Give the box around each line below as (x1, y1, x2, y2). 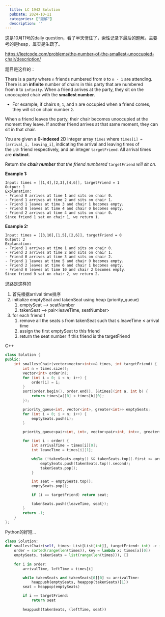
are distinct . (5, 152, 30, 158)
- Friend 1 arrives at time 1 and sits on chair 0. (5, 246, 113, 251)
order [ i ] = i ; (31, 380, 60, 385)
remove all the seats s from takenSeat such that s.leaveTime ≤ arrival (19, 318, 160, 323)
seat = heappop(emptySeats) (23, 585, 80, 589)
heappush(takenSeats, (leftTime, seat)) (23, 607, 107, 612)
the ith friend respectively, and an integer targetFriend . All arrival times (5, 147, 151, 152)
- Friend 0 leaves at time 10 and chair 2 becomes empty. (5, 267, 126, 272)
